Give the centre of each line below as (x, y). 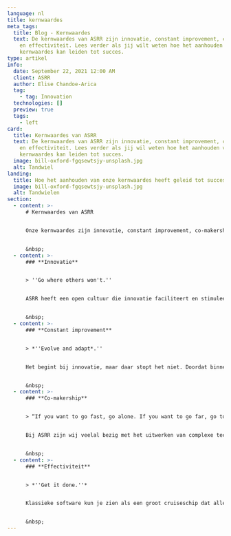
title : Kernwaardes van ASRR (55, 135)
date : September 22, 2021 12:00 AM (64, 71)
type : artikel (27, 59)
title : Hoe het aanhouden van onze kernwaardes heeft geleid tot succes (120, 180)
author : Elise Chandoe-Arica (55, 84)
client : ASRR (32, 78)
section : (20, 199)
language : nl (26, 13)
